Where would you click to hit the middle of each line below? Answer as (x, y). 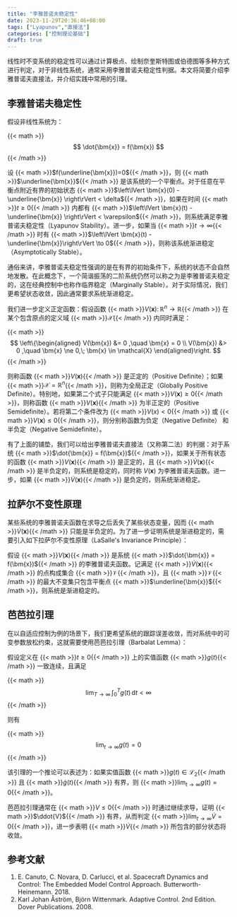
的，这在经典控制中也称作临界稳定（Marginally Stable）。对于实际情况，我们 (117, 284)
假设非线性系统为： (35, 122)
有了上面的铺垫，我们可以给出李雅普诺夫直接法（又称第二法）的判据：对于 (115, 444)
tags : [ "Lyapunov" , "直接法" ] (49, 27)
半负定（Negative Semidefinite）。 (56, 429)
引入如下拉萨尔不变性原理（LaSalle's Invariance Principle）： (101, 540)
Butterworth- (182, 884)
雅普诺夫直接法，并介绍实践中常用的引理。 (69, 79)
